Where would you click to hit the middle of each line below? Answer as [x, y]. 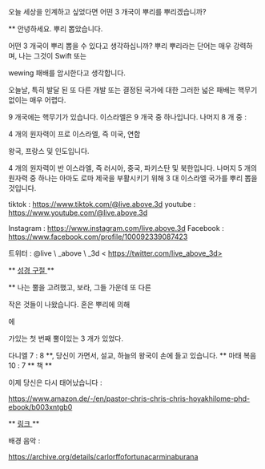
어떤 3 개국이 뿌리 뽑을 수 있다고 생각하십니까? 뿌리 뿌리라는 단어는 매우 [120, 46]
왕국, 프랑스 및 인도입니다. [49, 151]
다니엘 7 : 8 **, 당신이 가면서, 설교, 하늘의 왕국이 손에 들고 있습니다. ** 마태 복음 [132, 356]
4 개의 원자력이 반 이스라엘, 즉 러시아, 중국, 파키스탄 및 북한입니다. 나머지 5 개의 [133, 168]
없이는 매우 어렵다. [37, 100]
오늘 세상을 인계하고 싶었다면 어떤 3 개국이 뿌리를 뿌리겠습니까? [107, 12]
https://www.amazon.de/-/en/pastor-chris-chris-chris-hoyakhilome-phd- [129, 398]
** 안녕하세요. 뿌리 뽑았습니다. [56, 29]
